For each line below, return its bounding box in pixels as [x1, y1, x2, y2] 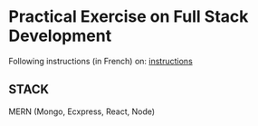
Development [8, 25, 112, 46]
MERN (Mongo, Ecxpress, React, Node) [8, 106, 156, 117]
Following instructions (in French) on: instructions [8, 55, 194, 66]
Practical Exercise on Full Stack [8, 6, 249, 27]
